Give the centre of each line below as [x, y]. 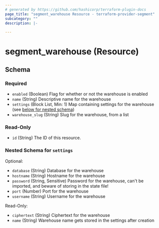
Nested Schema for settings [39, 150]
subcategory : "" [21, 18]
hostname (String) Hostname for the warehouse [59, 175]
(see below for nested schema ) [43, 109]
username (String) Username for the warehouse [59, 196]
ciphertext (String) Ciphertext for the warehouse [61, 215]
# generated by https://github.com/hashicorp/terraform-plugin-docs [76, 9]
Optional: [14, 161]
